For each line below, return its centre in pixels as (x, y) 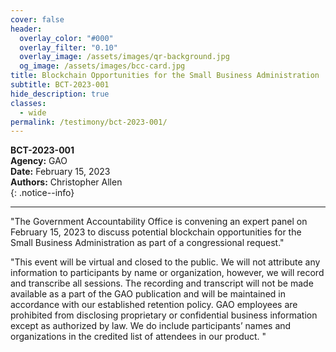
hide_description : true (60, 94)
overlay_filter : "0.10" (68, 47)
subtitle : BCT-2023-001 (60, 85)
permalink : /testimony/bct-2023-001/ (89, 122)
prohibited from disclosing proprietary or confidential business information (164, 315)
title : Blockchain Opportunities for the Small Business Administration (165, 76)
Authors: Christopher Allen (66, 182)
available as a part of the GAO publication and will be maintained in (148, 294)
